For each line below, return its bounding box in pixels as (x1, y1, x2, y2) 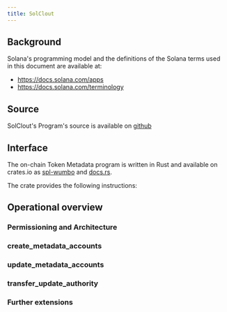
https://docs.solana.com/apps (17, 75, 104, 84)
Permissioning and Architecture (7, 223, 118, 232)
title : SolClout (7, 10, 54, 17)
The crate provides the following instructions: (7, 181, 138, 190)
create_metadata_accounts (7, 242, 102, 251)
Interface (7, 142, 48, 154)
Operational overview (7, 202, 103, 214)
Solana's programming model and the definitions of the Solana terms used (7, 54, 221, 63)
